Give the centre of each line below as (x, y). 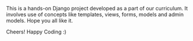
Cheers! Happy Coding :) (36, 32)
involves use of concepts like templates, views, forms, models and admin (95, 14)
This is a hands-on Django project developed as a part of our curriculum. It (97, 8)
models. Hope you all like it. (40, 20)
